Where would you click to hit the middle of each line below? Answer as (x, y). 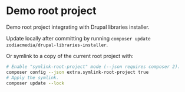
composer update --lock (35, 83)
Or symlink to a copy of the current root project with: (70, 56)
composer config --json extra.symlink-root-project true (77, 72)
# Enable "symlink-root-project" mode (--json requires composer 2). (93, 67)
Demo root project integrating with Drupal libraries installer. (78, 27)
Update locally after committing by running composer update (79, 38)
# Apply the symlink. (33, 77)
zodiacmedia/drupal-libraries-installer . (57, 45)
